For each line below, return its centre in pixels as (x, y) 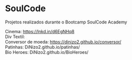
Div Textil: (15, 37)
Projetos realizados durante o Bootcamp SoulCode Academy (66, 22)
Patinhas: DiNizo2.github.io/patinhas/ (43, 47)
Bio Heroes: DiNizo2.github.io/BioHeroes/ (47, 52)
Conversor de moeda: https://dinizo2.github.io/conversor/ (63, 41)
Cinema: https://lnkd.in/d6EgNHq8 (40, 31)
